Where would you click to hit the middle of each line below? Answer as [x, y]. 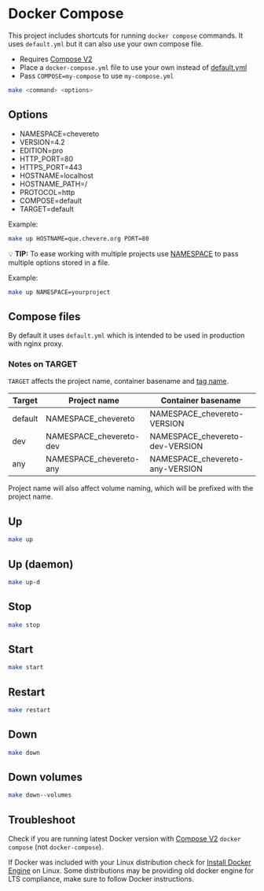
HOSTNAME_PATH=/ [53, 184]
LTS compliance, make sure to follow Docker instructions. [101, 879]
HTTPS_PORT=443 [51, 167]
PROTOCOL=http [47, 192]
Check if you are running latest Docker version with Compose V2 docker [125, 839]
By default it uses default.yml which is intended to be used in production [126, 336]
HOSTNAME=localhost [57, 175]
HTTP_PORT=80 [46, 159]
